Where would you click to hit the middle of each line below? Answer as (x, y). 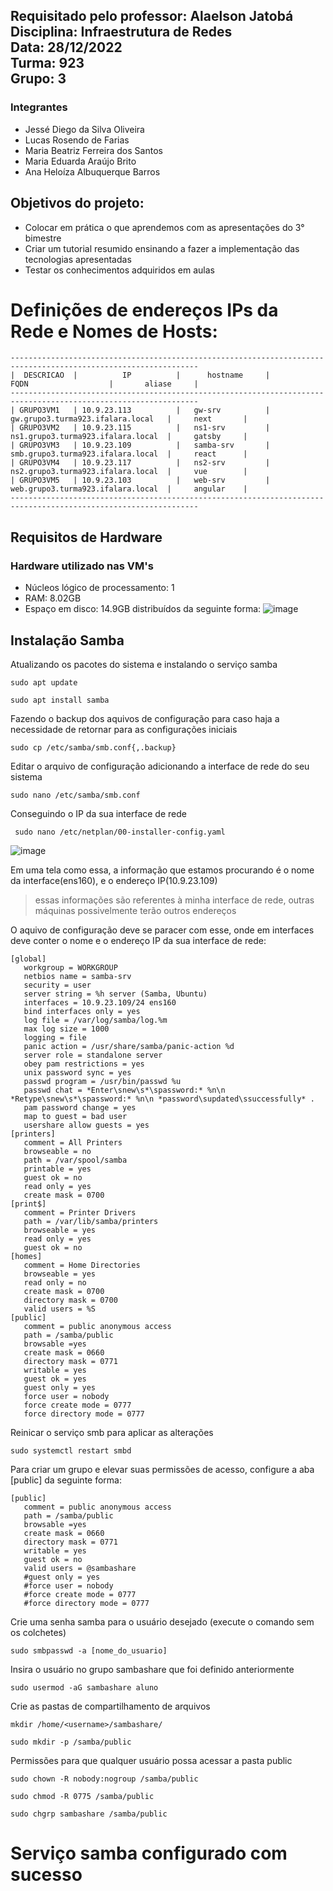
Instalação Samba (67, 640)
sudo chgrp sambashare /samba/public (89, 1814)
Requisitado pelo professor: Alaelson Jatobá (152, 16)
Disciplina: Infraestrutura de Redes (121, 32)
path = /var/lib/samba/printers (91, 1221)
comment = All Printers (73, 1142)
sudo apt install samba (60, 700)
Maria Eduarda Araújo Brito (80, 161)
